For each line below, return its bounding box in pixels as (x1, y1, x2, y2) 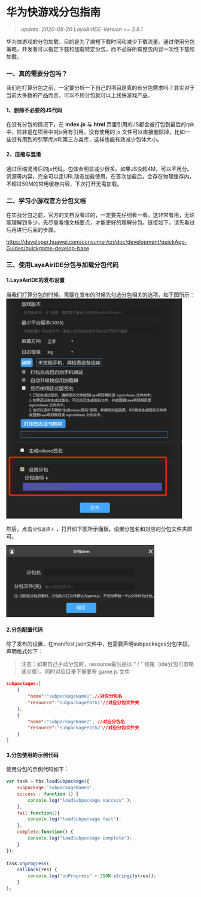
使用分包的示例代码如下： (6, 766, 69, 773)
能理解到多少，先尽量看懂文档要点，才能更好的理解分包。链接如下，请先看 (6, 219, 190, 226)
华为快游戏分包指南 (6, 5, 101, 19)
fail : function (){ (17, 810, 60, 816)
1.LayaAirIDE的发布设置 (6, 277, 65, 284)
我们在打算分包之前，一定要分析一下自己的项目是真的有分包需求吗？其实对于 (6, 84, 195, 92)
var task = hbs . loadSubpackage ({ (6, 778, 90, 784)
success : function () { (17, 791, 79, 797)
